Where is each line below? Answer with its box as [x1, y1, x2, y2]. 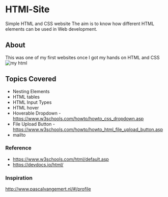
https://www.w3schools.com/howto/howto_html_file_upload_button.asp [12, 126, 163, 133]
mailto [12, 132, 26, 138]
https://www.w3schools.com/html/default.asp [12, 156, 109, 162]
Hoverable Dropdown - [12, 110, 61, 116]
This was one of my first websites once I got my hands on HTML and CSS [5, 54, 160, 60]
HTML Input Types [12, 99, 52, 105]
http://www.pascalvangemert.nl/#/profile [5, 186, 91, 192]
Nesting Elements [12, 88, 50, 94]
